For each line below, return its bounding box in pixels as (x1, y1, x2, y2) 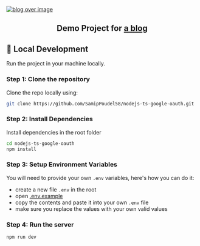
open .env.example (15, 192, 63, 199)
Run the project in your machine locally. (6, 60, 105, 67)
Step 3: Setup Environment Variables (6, 161, 117, 169)
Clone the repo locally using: (6, 88, 78, 96)
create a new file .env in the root (15, 185, 97, 193)
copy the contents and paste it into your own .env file (15, 199, 149, 206)
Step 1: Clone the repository (6, 75, 90, 84)
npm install (6, 146, 36, 152)
